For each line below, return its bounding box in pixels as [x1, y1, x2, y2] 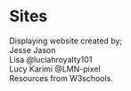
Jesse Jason [9, 44, 56, 55]
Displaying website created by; [9, 35, 123, 46]
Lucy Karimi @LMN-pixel [9, 64, 101, 74]
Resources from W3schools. [9, 72, 114, 83]
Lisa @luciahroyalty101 [9, 54, 93, 64]
